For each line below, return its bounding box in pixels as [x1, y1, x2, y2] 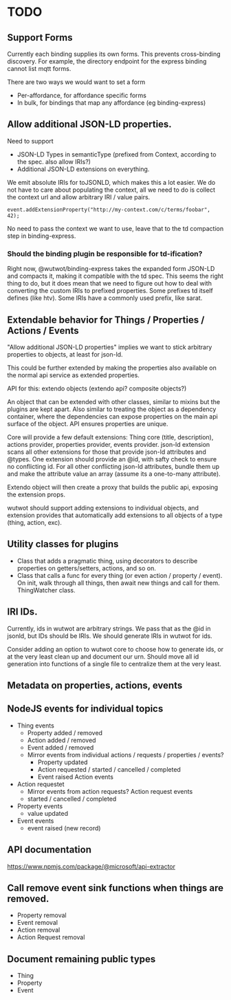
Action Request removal [16, 933, 85, 941]
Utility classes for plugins [7, 539, 119, 550]
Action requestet [16, 780, 65, 788]
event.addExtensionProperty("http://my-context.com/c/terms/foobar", [7, 206, 211, 213]
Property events [16, 801, 63, 810]
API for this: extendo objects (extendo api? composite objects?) [7, 384, 187, 392]
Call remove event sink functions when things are [7, 882, 223, 894]
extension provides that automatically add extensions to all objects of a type [7, 511, 223, 519]
